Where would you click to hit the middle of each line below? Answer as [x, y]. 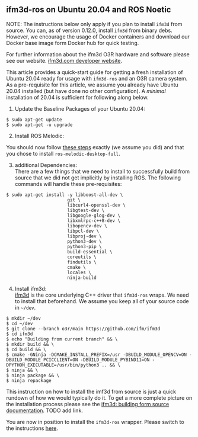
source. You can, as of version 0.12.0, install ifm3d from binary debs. [90, 30]
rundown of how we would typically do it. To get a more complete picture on [99, 398]
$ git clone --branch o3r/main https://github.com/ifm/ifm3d [83, 329]
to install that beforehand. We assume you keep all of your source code [102, 301]
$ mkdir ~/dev [24, 318]
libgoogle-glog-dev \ [94, 216]
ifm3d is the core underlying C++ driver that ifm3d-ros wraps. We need [102, 295]
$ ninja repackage [29, 380]
